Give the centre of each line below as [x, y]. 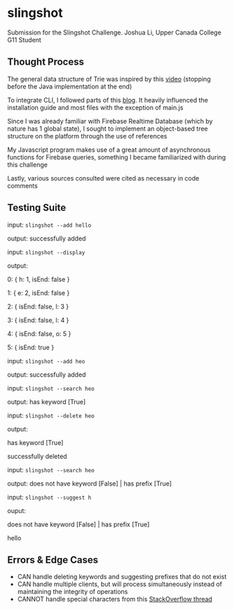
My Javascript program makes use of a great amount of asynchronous [109, 150]
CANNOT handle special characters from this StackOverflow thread [115, 599]
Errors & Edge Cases [53, 560]
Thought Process [46, 62]
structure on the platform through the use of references [87, 136]
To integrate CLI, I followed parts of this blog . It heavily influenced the [108, 100]
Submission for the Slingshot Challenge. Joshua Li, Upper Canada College [115, 32]
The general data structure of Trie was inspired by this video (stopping [109, 79]
